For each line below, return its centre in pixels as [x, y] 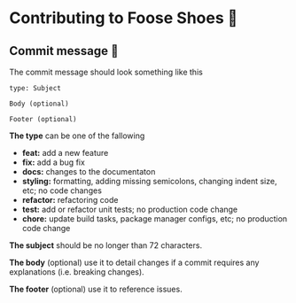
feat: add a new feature [65, 153]
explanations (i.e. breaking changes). [77, 272]
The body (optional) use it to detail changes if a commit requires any [134, 262]
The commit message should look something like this [106, 72]
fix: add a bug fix [54, 162]
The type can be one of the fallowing [77, 136]
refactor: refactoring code [70, 200]
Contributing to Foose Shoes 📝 [124, 18]
